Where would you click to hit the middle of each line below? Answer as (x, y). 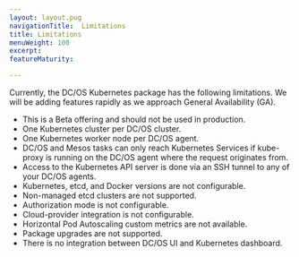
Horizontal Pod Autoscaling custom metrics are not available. (135, 224)
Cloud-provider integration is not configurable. (108, 214)
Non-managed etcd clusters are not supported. (109, 195)
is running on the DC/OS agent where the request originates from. (167, 157)
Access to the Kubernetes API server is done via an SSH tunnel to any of (156, 167)
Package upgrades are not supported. (92, 233)
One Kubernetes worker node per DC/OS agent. (111, 138)
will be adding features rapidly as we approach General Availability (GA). (142, 102)
